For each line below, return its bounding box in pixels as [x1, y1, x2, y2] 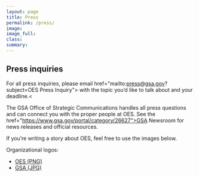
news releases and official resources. [6, 123, 99, 130]
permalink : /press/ [6, 20, 55, 26]
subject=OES [6, 86, 39, 93]
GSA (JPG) [14, 164, 42, 171]
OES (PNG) [14, 157, 42, 164]
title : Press [6, 14, 39, 20]
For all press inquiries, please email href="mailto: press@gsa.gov [6, 80, 166, 87]
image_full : [6, 31, 36, 37]
